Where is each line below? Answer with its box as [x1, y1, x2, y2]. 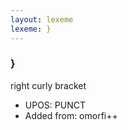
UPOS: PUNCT [24, 99, 86, 111]
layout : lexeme [10, 14, 74, 25]
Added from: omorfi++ [24, 109, 118, 121]
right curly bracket [10, 79, 87, 91]
